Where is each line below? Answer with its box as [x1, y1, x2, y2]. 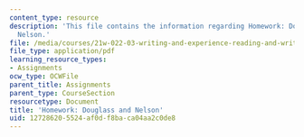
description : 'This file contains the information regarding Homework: [9, 22, 285, 31]
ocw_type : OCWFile [9, 72, 79, 81]
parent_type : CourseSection [9, 88, 116, 97]
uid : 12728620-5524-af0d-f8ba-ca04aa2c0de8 [9, 114, 176, 123]
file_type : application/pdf [9, 47, 116, 56]
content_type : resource [9, 13, 100, 23]
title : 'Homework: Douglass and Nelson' [9, 105, 165, 114]
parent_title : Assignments [9, 80, 111, 89]
